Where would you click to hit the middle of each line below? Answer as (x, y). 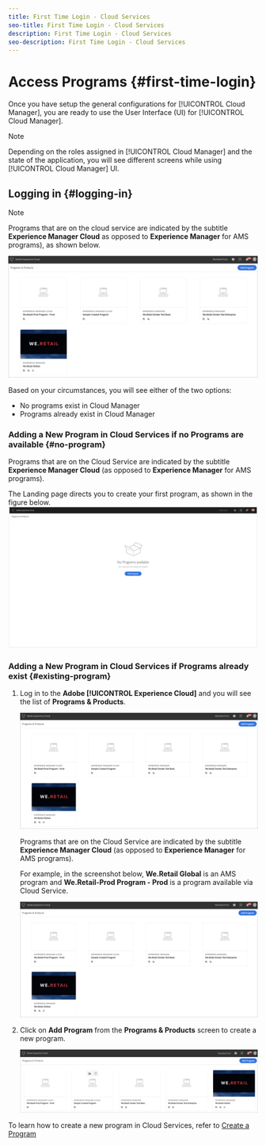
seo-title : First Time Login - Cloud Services (86, 25)
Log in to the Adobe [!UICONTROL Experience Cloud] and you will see (135, 694)
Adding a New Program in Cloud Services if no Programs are (126, 435)
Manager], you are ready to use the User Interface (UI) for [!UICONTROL (126, 113)
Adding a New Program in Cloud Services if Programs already (129, 666)
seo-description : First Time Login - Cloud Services (97, 42)
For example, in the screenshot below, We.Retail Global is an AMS (127, 874)
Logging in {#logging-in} (70, 193)
